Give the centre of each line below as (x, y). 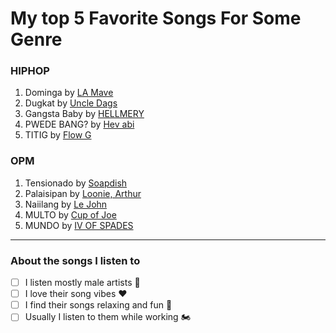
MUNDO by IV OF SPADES (79, 225)
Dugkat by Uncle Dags (71, 103)
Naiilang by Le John (66, 204)
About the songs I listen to (75, 260)
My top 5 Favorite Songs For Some (156, 18)
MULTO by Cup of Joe (70, 214)
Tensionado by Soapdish (76, 183)
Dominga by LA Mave (69, 93)
